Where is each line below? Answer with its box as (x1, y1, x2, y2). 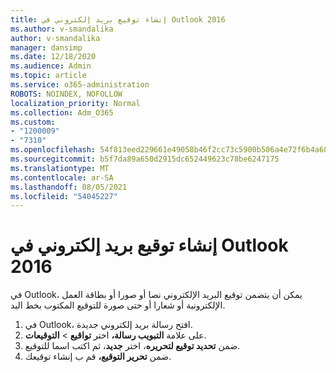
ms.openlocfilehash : (10, 145, 97, 155)
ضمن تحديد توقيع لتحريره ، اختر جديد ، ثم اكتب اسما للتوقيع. (24, 340, 241, 352)
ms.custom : (10, 117, 56, 127)
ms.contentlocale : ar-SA (10, 172, 114, 183)
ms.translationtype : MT (10, 163, 110, 173)
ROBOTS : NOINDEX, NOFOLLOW (10, 89, 123, 99)
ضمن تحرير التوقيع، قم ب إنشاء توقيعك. (24, 351, 172, 363)
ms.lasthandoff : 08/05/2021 (10, 182, 128, 192)
